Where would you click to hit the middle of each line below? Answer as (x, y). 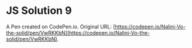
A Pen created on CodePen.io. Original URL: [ (61, 27)
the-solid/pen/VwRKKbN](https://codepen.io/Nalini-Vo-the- (78, 32)
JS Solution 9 (39, 11)
